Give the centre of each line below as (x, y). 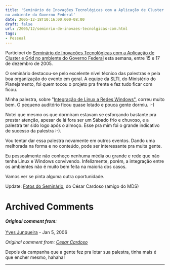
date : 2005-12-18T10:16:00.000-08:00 (45, 19)
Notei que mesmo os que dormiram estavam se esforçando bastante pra (81, 114)
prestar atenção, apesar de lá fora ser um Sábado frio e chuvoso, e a (77, 120)
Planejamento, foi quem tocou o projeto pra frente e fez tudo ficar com (79, 84)
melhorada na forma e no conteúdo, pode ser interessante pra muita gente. (83, 146)
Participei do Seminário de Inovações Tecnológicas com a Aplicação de (80, 53)
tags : (11, 33)
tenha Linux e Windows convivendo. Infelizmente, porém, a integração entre (85, 161)
